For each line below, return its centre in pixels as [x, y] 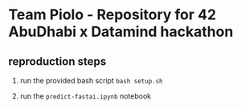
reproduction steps [57, 61]
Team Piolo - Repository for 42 [112, 15]
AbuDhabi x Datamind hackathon [121, 32]
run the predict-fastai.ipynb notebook [85, 96]
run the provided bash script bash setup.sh [91, 81]
